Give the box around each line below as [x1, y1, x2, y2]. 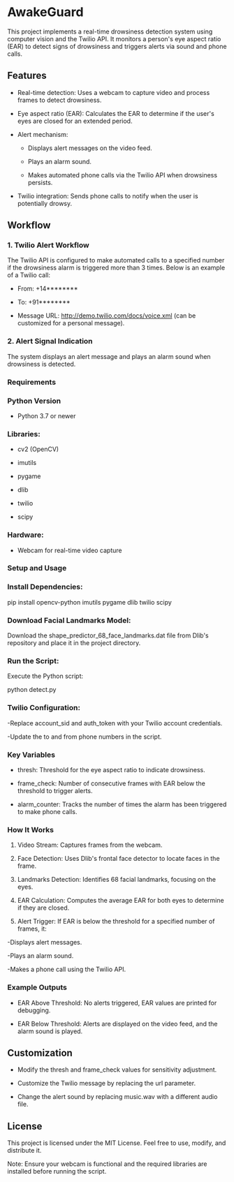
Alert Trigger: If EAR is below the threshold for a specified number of [17, 917, 215, 926]
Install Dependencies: [7, 582, 83, 592]
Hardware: [7, 530, 44, 540]
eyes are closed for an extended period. [17, 117, 133, 125]
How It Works [7, 825, 54, 834]
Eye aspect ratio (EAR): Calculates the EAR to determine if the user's [17, 109, 214, 117]
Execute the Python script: [7, 672, 84, 681]
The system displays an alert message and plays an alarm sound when [7, 352, 211, 360]
